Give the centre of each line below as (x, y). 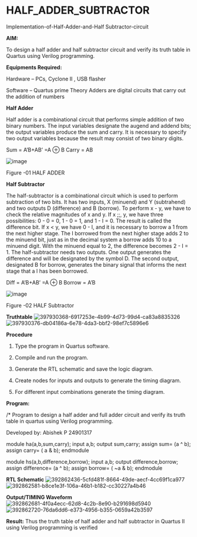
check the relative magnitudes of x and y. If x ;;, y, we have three (85, 214)
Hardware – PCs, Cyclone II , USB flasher (56, 79)
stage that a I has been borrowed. (47, 271)
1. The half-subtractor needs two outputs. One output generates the (89, 252)
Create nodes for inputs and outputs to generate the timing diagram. (98, 380)
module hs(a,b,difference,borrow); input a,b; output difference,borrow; (92, 461)
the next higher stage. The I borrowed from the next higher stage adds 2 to (98, 233)
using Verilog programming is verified (52, 528)
